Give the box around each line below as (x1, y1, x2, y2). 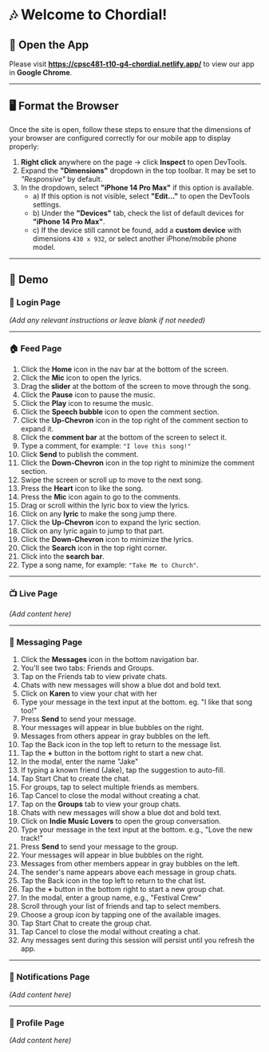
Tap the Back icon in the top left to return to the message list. (20, 740, 222, 749)
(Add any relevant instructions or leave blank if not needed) (9, 315, 206, 325)
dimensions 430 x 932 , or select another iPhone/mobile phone (32, 234, 237, 243)
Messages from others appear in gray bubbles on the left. (20, 731, 211, 741)
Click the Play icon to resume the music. (20, 398, 154, 408)
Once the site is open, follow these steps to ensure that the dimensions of (9, 124, 251, 134)
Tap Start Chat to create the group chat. (20, 918, 152, 928)
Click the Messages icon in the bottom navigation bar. (20, 655, 199, 665)
